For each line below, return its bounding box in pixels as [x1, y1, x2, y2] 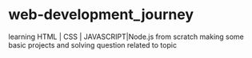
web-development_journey [8, 6, 194, 24]
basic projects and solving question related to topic [8, 40, 178, 49]
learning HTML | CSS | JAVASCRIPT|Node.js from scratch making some [8, 32, 244, 41]
